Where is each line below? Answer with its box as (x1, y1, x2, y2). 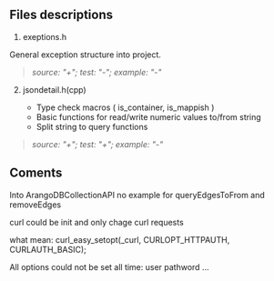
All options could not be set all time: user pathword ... (9, 261, 209, 272)
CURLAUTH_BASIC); (9, 244, 86, 255)
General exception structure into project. (9, 49, 162, 60)
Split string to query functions (36, 121, 148, 132)
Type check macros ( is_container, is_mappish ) (36, 102, 215, 113)
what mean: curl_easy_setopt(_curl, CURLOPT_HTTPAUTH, (9, 234, 230, 245)
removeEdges (9, 199, 62, 210)
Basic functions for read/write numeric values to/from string (36, 111, 261, 122)
